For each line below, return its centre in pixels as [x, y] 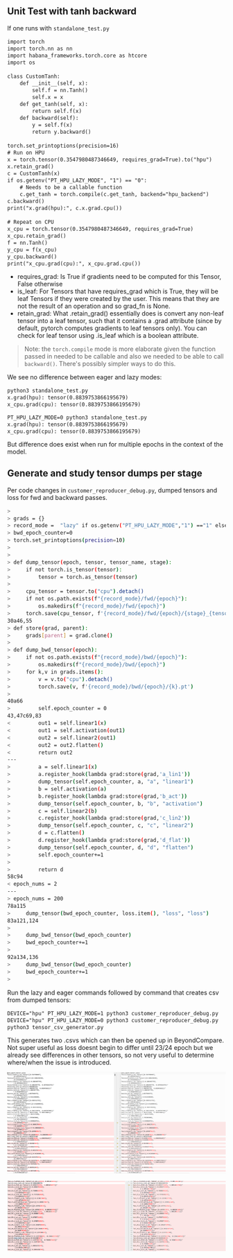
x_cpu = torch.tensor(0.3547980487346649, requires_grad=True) [101, 229]
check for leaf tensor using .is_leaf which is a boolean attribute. [108, 335]
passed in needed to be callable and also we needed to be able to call [124, 356]
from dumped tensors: [39, 1000]
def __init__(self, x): [54, 83]
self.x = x [48, 97]
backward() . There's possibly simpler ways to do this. [100, 363]
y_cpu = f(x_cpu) [32, 250]
